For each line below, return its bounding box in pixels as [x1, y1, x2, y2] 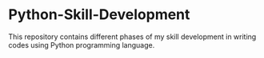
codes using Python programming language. [8, 40, 155, 49]
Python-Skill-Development [8, 6, 190, 24]
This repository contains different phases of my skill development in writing [8, 32, 257, 41]
